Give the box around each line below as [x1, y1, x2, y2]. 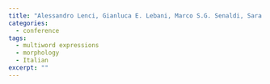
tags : [8, 34, 27, 42]
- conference [15, 26, 60, 34]
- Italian [15, 57, 49, 65]
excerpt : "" [8, 64, 49, 72]
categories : [8, 19, 49, 27]
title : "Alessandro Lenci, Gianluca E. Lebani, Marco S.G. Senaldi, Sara [8, 11, 263, 20]
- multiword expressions [15, 42, 99, 50]
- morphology [15, 49, 60, 57]
